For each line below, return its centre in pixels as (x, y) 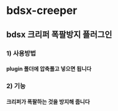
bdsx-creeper (42, 11)
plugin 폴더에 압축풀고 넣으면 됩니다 (49, 69)
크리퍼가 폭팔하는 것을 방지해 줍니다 (48, 101)
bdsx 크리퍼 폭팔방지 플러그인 (59, 34)
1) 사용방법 (21, 53)
